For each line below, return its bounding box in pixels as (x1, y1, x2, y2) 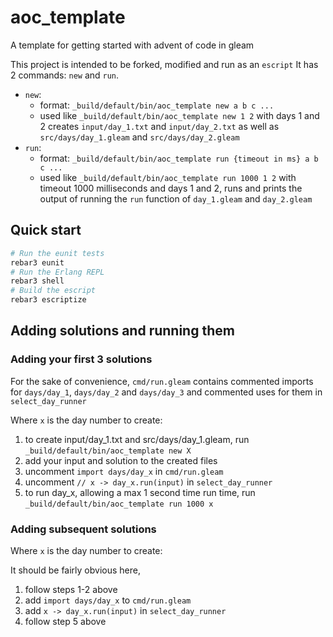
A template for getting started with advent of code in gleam (10, 39, 255, 51)
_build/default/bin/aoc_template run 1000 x (24, 499, 214, 509)
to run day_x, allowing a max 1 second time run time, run (24, 486, 256, 498)
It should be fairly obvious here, (10, 564, 141, 576)
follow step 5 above (24, 615, 107, 627)
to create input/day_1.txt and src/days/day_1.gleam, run (24, 433, 250, 445)
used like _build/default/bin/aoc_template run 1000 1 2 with (39, 171, 297, 183)
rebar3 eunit (10, 257, 65, 268)
